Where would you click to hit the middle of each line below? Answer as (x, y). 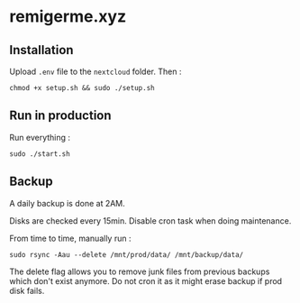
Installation (41, 50)
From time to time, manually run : (70, 238)
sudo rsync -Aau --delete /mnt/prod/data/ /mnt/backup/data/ (127, 254)
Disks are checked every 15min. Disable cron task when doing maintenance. (150, 220)
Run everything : (40, 137)
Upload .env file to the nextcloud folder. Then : (95, 71)
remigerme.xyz (68, 17)
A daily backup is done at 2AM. (68, 203)
